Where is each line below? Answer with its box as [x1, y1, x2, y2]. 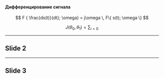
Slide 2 [5, 44, 27, 52]
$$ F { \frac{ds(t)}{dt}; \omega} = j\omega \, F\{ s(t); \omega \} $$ [15, 15, 149, 21]
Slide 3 [5, 67, 27, 75]
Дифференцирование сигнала [5, 4, 71, 10]
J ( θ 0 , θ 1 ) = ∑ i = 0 [65, 25, 99, 31]
